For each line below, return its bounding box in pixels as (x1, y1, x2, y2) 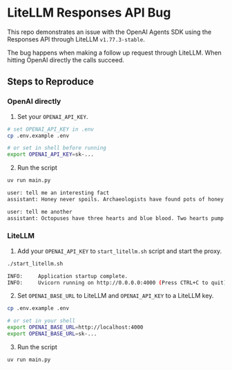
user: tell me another (7, 208, 72, 215)
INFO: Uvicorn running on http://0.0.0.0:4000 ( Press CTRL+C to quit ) (7, 279, 227, 286)
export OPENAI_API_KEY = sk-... (7, 151, 95, 158)
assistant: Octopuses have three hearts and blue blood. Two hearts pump (7, 214, 224, 222)
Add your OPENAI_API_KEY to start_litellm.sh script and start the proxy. (17, 247, 222, 255)
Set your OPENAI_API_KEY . (17, 112, 88, 120)
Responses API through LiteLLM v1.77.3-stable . (7, 35, 145, 43)
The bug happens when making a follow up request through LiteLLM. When (7, 48, 222, 57)
